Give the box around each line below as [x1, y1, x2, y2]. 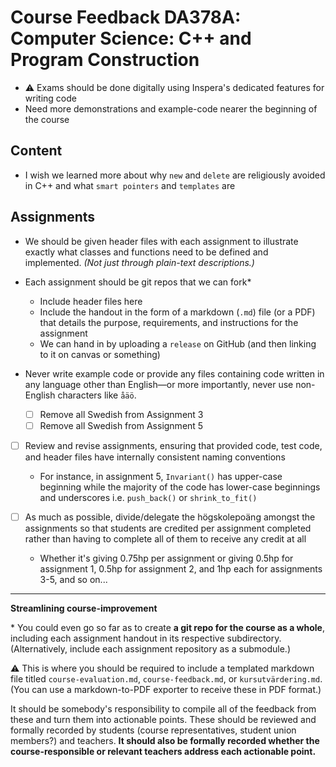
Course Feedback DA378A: [10, 6, 242, 29]
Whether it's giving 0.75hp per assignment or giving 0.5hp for [39, 552, 294, 564]
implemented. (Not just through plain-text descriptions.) [24, 256, 255, 268]
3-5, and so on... [39, 573, 108, 585]
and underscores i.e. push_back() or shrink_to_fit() [39, 491, 258, 503]
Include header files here [39, 295, 143, 307]
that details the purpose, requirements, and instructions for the [39, 316, 299, 328]
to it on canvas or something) [39, 348, 161, 360]
